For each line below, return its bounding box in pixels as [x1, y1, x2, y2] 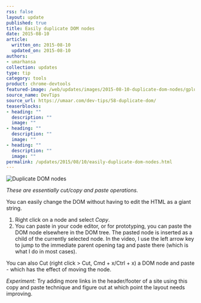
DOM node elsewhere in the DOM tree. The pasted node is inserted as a [14, 229, 193, 236]
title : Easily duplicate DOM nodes [6, 25, 95, 32]
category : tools [6, 75, 47, 81]
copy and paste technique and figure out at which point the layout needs [6, 284, 185, 291]
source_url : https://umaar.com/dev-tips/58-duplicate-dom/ [6, 97, 157, 103]
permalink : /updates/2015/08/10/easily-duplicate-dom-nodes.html [6, 159, 172, 165]
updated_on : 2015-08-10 [11, 48, 71, 54]
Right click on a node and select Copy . [14, 216, 110, 224]
